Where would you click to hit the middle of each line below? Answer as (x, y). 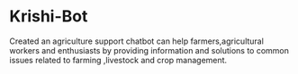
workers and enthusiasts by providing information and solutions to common (149, 50)
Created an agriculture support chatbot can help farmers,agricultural (136, 41)
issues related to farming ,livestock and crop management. (118, 60)
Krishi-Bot (49, 16)
